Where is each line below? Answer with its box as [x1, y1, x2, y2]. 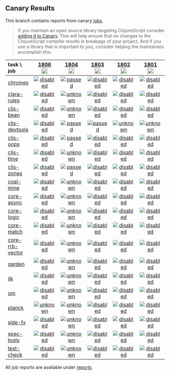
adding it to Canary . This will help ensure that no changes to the [17, 32, 151, 39]
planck [8, 304, 24, 311]
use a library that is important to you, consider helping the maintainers [17, 43, 164, 50]
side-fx [8, 319, 26, 326]
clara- [8, 90, 23, 97]
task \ [8, 61, 22, 68]
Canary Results [5, 4, 55, 13]
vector [8, 249, 23, 256]
